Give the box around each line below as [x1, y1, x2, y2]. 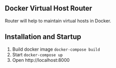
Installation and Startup [5, 33, 81, 41]
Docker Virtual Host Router [5, 4, 92, 13]
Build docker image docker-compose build [12, 46, 100, 52]
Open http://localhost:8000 [12, 57, 70, 63]
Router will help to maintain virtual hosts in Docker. [5, 17, 111, 24]
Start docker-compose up [12, 51, 63, 58]
